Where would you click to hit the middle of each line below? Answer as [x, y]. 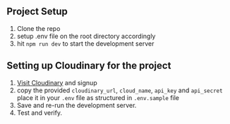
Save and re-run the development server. [77, 105]
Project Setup [37, 12]
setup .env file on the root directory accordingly [86, 36]
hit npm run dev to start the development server [85, 43]
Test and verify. [40, 113]
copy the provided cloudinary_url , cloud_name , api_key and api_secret [120, 90]
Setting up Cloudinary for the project [89, 66]
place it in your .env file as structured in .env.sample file [98, 97]
